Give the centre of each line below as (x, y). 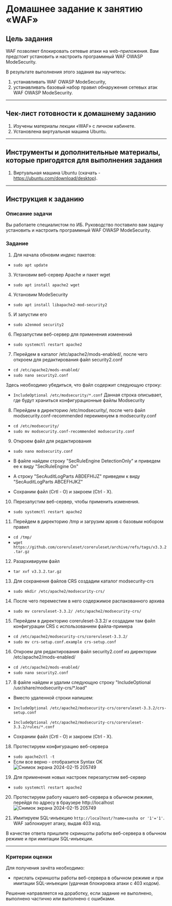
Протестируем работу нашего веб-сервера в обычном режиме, (83, 797)
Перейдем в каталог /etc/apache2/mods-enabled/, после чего (80, 354)
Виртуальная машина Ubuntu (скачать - (57, 173)
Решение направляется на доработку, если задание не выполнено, (79, 893)
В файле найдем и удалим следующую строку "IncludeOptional (82, 682)
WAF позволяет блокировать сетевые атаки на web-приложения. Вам (82, 51)
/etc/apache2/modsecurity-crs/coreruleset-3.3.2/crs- (108, 708)
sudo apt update (30, 265)
